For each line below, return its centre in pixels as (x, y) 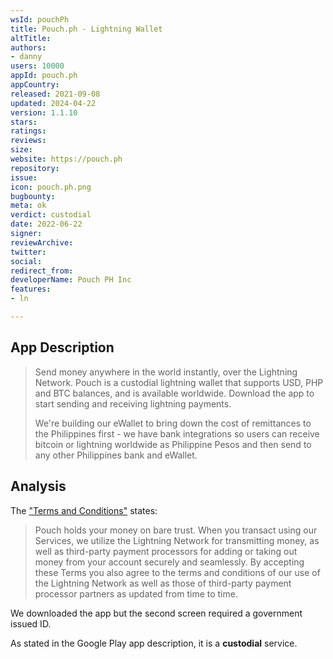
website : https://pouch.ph (66, 159)
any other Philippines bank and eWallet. (116, 455)
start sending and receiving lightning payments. (133, 403)
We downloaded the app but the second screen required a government (156, 613)
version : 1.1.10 (44, 112)
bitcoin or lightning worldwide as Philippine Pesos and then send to (173, 444)
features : (31, 289)
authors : (28, 47)
